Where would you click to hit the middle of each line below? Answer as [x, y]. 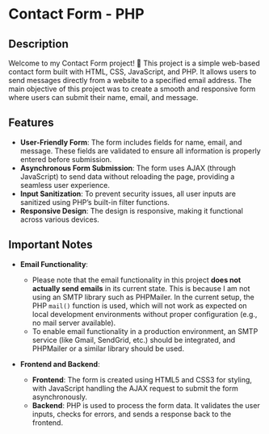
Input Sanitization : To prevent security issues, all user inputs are [128, 194]
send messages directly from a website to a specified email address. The [130, 80]
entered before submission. [66, 159]
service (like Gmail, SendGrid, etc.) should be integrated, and [134, 340]
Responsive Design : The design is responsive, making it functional [132, 211]
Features [31, 123]
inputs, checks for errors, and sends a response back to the [132, 414]
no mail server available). [74, 323]
